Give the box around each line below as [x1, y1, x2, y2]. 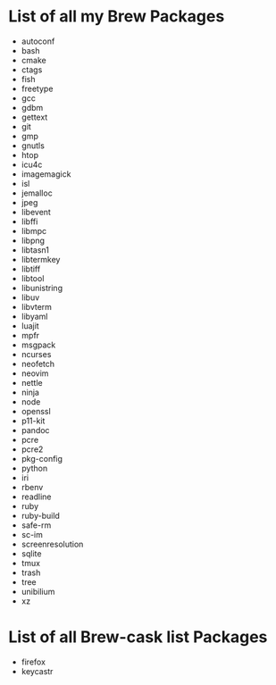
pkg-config [21, 453, 63, 464]
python [21, 463, 48, 473]
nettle [21, 377, 43, 388]
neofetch [21, 358, 55, 369]
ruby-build [21, 510, 60, 521]
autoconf [21, 36, 55, 46]
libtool [21, 272, 45, 283]
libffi [21, 216, 38, 227]
